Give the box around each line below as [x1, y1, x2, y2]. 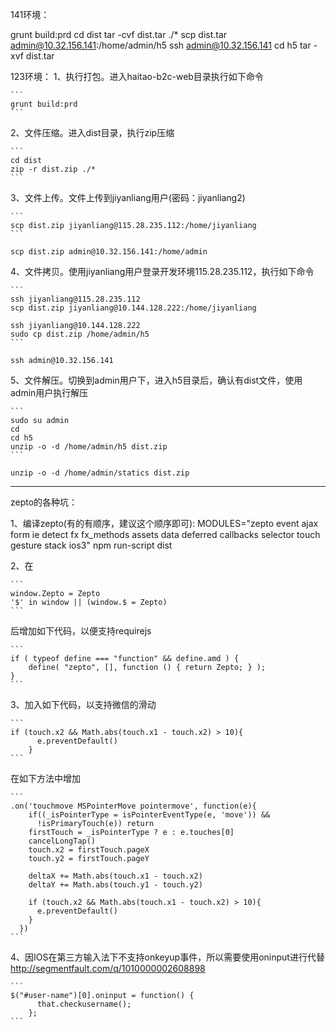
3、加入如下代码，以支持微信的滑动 [10, 699, 157, 710]
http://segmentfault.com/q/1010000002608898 [10, 963, 206, 974]
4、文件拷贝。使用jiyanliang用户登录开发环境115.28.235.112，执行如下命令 [10, 266, 315, 277]
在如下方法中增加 [10, 773, 81, 784]
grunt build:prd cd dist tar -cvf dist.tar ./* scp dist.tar [10, 29, 228, 40]
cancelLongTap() [28, 836, 97, 846]
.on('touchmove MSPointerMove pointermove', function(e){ [10, 801, 257, 811]
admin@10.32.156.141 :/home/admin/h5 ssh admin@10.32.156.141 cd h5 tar [10, 39, 312, 51]
